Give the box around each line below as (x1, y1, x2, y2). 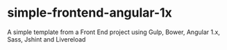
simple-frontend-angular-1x (7, 5, 172, 21)
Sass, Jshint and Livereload (7, 35, 86, 43)
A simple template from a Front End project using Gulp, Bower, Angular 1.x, (7, 28, 221, 36)
